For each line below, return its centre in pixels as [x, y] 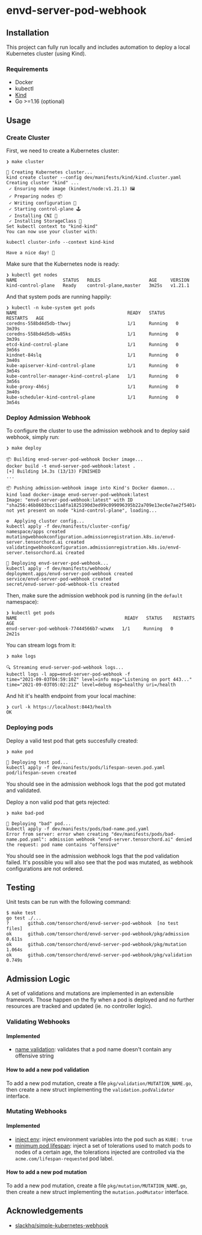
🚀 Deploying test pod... [37, 762]
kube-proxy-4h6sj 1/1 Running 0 [93, 387]
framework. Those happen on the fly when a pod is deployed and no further [100, 1000]
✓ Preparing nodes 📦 [36, 196]
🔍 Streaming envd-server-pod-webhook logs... [65, 668]
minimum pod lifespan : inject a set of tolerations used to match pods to [103, 1145]
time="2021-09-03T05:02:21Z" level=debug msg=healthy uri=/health [91, 685]
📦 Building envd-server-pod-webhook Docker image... [75, 459]
